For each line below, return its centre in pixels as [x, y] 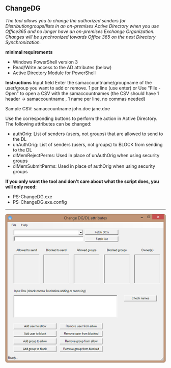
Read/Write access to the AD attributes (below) [62, 67]
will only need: [21, 187]
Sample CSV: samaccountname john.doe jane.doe [58, 108]
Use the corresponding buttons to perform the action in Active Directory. [81, 118]
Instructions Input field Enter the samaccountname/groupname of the [79, 82]
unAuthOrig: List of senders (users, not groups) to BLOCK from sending [88, 144]
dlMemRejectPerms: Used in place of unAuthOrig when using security [86, 155]
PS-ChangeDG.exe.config [40, 202]
